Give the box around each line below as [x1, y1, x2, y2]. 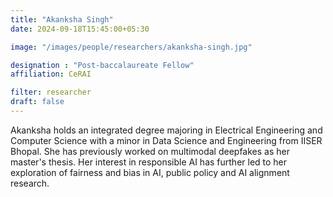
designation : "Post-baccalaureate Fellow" [10, 60, 195, 70]
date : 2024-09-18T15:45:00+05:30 [10, 24, 150, 34]
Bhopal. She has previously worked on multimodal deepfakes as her [10, 145, 290, 157]
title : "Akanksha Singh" [10, 14, 114, 25]
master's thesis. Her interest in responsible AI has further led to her [10, 156, 288, 168]
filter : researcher [10, 87, 92, 98]
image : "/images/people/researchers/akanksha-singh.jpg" [10, 42, 253, 52]
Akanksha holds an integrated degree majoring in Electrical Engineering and [10, 124, 323, 136]
